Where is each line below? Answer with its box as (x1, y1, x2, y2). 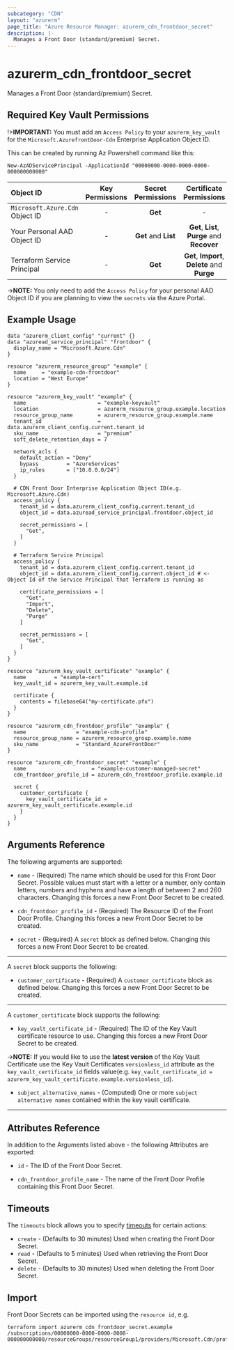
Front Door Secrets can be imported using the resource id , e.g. (7, 1310, 189, 1319)
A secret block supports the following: (7, 962, 117, 970)
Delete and (185, 259, 223, 269)
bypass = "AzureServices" (19, 460, 120, 467)
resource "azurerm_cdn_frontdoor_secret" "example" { (7, 759, 167, 766)
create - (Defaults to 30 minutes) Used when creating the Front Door (17, 1234, 215, 1243)
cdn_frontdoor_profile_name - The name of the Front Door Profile (17, 1175, 205, 1184)
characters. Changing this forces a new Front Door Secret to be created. (17, 893, 225, 901)
